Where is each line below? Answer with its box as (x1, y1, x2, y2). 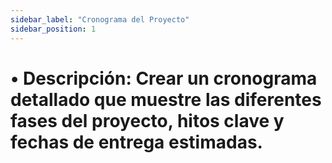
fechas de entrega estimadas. (10, 131, 263, 153)
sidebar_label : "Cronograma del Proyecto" (10, 14, 190, 25)
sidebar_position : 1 (10, 24, 97, 34)
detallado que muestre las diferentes (10, 88, 322, 111)
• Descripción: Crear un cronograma (10, 67, 318, 90)
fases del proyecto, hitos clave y (10, 109, 285, 132)
